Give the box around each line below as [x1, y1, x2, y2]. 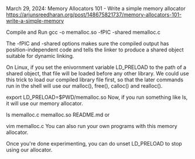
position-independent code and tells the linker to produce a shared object [6, 46, 184, 53]
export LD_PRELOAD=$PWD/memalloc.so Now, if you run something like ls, [6, 94, 188, 101]
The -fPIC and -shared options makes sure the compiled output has [6, 40, 169, 47]
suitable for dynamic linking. [6, 53, 74, 59]
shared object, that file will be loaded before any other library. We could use [6, 70, 189, 77]
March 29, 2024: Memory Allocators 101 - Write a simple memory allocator [6, 5, 186, 12]
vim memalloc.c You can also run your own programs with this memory [6, 123, 177, 129]
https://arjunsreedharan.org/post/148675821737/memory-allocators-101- [6, 11, 182, 18]
